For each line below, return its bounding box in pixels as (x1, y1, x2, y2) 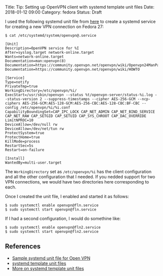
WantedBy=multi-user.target (5, 160, 62, 165)
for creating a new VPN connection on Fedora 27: (5, 24, 104, 30)
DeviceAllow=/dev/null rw (5, 122, 57, 127)
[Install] (5, 156, 25, 161)
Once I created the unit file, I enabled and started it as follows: (5, 194, 130, 199)
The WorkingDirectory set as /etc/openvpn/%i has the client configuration (5, 169, 152, 174)
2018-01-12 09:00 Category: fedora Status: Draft (5, 9, 102, 15)
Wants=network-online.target (5, 54, 64, 59)
